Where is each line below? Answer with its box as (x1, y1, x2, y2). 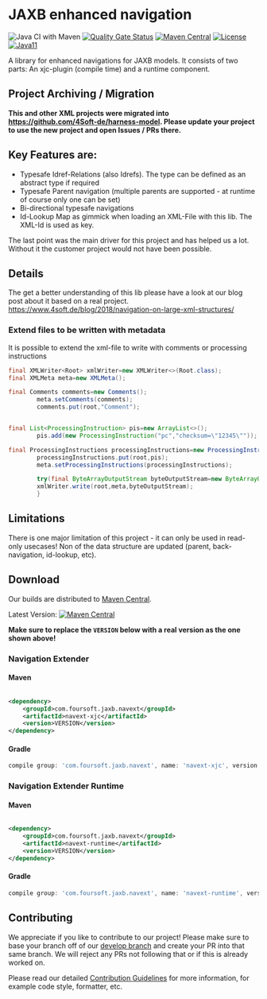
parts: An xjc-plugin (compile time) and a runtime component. (8, 64, 211, 73)
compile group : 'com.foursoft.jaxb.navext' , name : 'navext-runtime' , (8, 889, 244, 897)
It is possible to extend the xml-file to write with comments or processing (8, 343, 248, 352)
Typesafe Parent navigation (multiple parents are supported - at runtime (19, 186, 256, 196)
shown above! (8, 633, 56, 643)
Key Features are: (8, 149, 98, 162)
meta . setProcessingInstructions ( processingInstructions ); (37, 461, 233, 469)
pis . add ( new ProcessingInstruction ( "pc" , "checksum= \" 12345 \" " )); (37, 432, 258, 439)
